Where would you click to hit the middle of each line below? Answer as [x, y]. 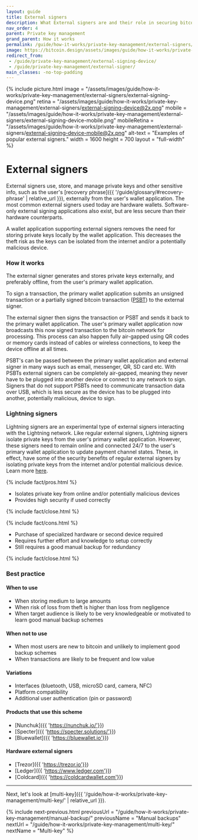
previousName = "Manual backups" [137, 818]
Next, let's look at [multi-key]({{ [44, 794]
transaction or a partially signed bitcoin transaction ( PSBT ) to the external [95, 300]
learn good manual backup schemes [59, 620]
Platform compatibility [41, 692]
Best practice [26, 574]
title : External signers [37, 17]
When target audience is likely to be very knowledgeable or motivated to [103, 613]
